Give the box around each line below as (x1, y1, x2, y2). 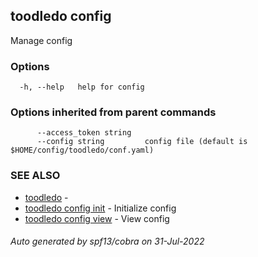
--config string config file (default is (36, 137, 248, 147)
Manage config (10, 34, 73, 46)
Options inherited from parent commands (10, 105, 217, 119)
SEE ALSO (10, 169, 61, 183)
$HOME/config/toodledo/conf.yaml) (10, 145, 155, 156)
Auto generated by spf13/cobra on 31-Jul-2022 (10, 235, 205, 248)
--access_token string (36, 128, 132, 138)
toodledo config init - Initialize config (24, 202, 177, 214)
